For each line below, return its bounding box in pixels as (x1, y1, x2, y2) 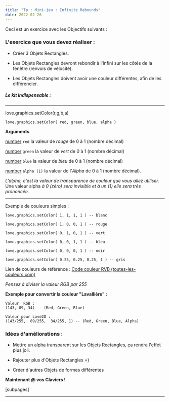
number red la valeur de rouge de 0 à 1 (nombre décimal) (5, 138, 124, 144)
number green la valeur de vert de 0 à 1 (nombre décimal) (5, 148, 125, 154)
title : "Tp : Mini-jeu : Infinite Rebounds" (5, 7, 101, 13)
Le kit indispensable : (5, 92, 52, 98)
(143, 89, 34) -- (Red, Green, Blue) (5, 305, 85, 310)
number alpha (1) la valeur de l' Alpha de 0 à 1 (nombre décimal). (5, 168, 142, 174)
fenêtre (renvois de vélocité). (12, 65, 73, 71)
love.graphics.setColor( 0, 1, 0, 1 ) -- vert (5, 230, 105, 236)
